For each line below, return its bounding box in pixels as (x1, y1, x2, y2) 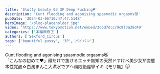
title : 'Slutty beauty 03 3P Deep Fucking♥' (5, 7, 97, 12)
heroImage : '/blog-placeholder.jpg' (5, 20, 80, 26)
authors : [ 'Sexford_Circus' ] (5, 34, 65, 39)
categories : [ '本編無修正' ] (5, 30, 59, 34)
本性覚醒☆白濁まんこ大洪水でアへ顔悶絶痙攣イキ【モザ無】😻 (5, 63, 130, 69)
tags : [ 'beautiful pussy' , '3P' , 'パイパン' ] (5, 39, 94, 44)
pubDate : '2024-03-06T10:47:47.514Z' (5, 16, 82, 21)
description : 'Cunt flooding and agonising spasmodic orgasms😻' (5, 12, 140, 16)
